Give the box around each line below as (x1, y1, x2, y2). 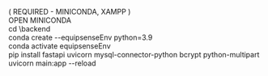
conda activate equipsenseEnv (8, 41, 111, 51)
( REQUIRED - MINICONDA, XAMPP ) (8, 7, 131, 16)
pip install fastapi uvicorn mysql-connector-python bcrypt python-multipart (8, 50, 260, 59)
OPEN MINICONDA (8, 15, 72, 25)
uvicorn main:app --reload (8, 58, 96, 68)
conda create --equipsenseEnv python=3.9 (8, 32, 153, 42)
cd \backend (8, 24, 51, 33)
